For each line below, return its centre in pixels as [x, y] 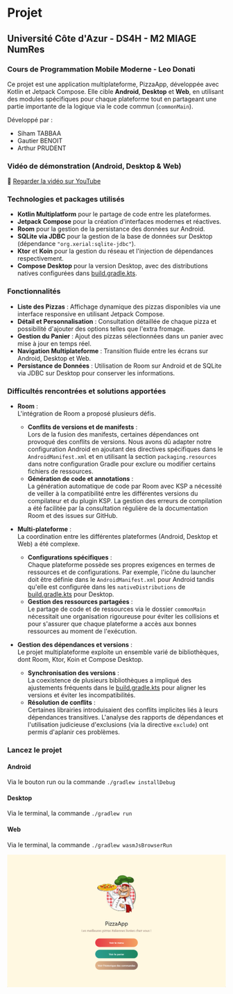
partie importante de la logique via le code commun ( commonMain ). [100, 106]
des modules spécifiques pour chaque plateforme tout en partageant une [112, 99]
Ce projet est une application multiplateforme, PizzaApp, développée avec [113, 84]
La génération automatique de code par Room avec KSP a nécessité [125, 486]
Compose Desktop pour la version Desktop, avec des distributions [112, 266]
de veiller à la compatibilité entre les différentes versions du [113, 494]
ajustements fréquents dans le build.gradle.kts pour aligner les [117, 688]
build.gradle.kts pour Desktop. [71, 594]
